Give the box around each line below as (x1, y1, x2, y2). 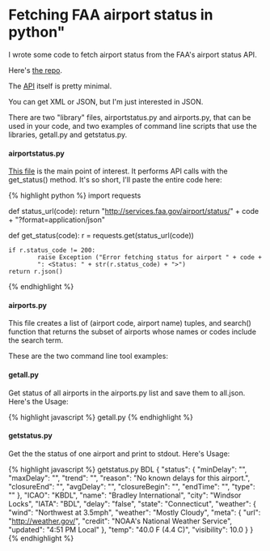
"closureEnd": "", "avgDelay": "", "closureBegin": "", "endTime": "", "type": (8, 481, 256, 491)
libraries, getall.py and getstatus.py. (8, 130, 128, 139)
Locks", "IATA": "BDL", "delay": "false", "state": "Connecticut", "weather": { (8, 498, 256, 508)
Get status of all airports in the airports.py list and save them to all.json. (8, 387, 246, 398)
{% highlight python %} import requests (8, 190, 141, 200)
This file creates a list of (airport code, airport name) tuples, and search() (8, 318, 252, 328)
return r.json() (8, 267, 63, 276)
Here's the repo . (8, 65, 63, 75)
